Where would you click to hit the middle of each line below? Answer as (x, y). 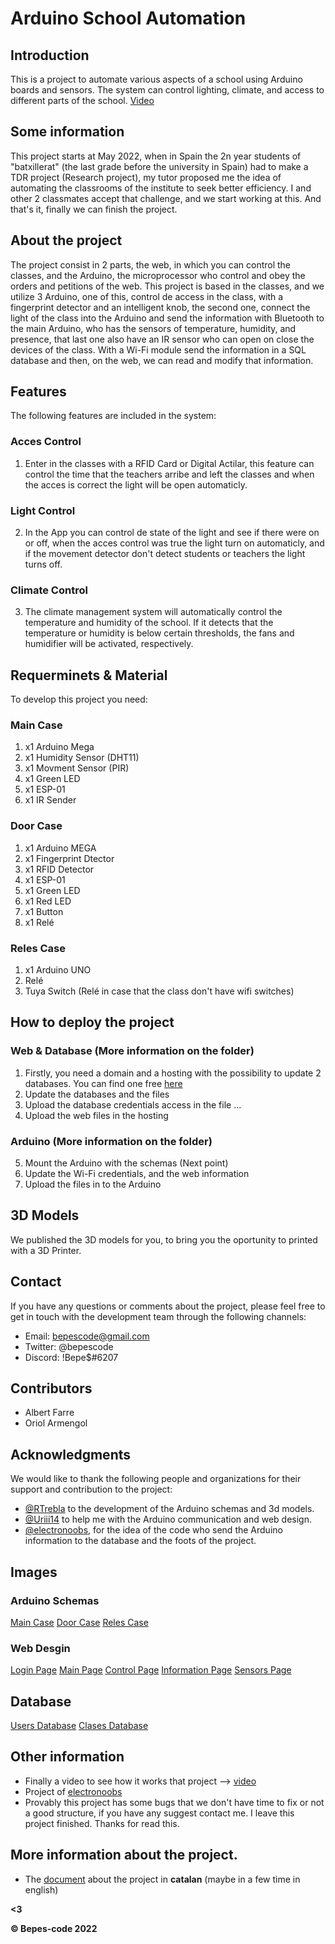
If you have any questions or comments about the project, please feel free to (168, 1306)
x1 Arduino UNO (58, 970)
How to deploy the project (92, 1022)
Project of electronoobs (73, 1791)
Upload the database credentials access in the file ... (133, 1104)
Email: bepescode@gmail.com (87, 1336)
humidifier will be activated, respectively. (109, 644)
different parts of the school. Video (82, 100)
